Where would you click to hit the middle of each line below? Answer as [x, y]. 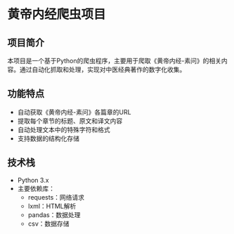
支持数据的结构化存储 [48, 138]
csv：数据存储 [48, 223]
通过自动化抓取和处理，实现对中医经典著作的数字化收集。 [103, 70]
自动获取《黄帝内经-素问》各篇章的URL [74, 112]
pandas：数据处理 [54, 214]
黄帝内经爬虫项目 [57, 14]
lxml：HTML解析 [52, 206]
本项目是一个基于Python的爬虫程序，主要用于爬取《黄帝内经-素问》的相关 [114, 61]
